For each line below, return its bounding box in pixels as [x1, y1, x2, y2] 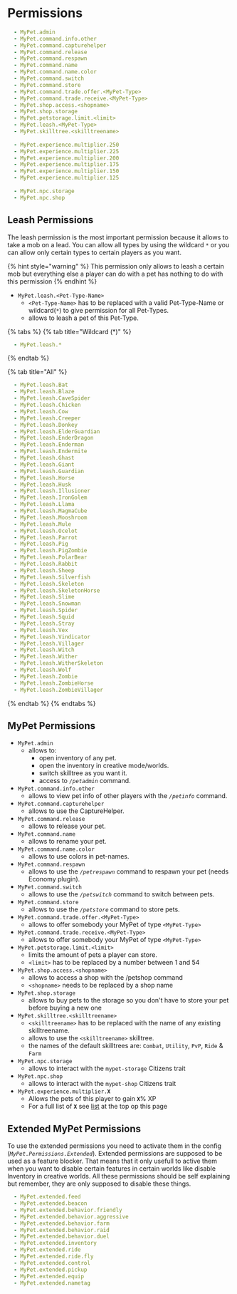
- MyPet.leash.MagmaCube [14, 507, 88, 514]
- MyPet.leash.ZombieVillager [14, 686, 103, 693]
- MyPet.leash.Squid [14, 614, 75, 621]
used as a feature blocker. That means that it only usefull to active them [7, 1156, 217, 1166]
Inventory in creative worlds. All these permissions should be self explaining [7, 1172, 230, 1181]
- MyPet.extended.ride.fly [14, 1253, 94, 1260]
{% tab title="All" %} [7, 368, 68, 376]
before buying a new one [28, 1003, 102, 1013]
